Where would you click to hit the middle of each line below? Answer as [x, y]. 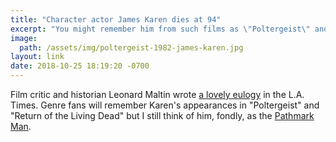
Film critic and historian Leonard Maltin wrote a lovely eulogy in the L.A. [157, 94]
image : [24, 38]
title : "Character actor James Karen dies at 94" [116, 19]
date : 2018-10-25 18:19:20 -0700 [80, 66]
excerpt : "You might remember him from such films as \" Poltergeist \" [160, 29]
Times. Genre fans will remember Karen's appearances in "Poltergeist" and [165, 105]
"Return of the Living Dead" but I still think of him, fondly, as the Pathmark [162, 115]
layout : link [37, 57]
